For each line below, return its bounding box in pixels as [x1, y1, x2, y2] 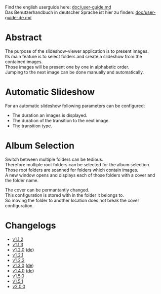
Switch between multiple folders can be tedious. [5, 156, 104, 162]
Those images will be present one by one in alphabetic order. [5, 64, 129, 70]
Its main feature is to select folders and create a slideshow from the [5, 53, 142, 59]
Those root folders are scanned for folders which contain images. [5, 167, 139, 173]
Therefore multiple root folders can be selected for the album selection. [5, 161, 151, 167]
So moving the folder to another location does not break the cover [5, 197, 140, 203]
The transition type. [12, 123, 53, 129]
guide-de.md [5, 15, 32, 20]
